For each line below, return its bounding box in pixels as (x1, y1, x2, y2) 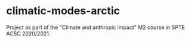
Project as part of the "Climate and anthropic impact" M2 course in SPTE (6, 24, 185, 31)
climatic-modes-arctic (6, 4, 121, 18)
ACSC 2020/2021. (6, 30, 51, 37)
